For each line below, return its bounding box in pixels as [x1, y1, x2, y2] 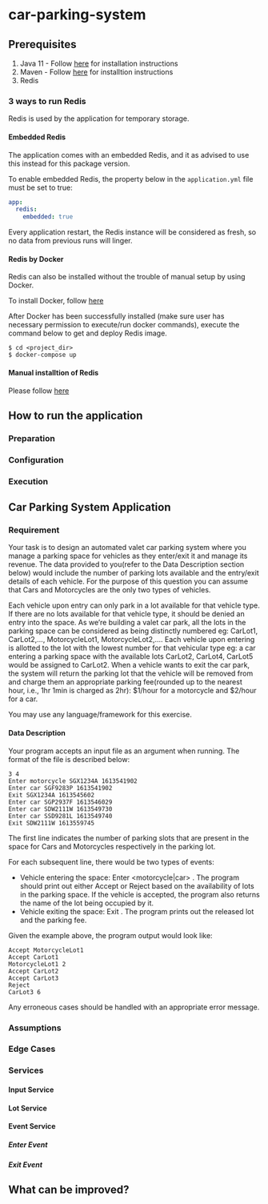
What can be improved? [8, 1183, 130, 1197]
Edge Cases [8, 1043, 56, 1054]
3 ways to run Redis [8, 95, 86, 106]
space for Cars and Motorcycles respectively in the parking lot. [8, 841, 216, 851]
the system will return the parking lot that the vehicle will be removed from [8, 668, 254, 678]
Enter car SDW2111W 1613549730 [8, 805, 113, 813]
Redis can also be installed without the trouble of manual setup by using [8, 272, 246, 282]
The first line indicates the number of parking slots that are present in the [8, 833, 250, 842]
